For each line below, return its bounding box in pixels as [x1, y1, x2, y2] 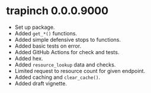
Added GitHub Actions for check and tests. [14, 48, 120, 55]
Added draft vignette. [14, 79, 67, 87]
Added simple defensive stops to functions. [14, 36, 121, 43]
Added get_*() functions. [14, 29, 78, 36]
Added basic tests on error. [14, 42, 82, 49]
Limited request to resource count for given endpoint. [14, 67, 146, 74]
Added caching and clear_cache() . [14, 74, 101, 81]
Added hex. [14, 55, 43, 62]
